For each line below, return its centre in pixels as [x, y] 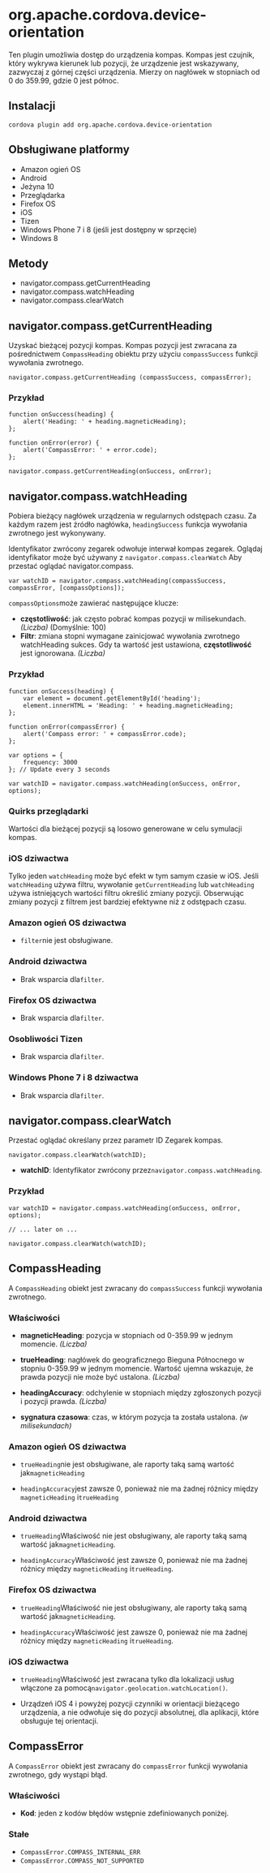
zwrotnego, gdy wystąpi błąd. [58, 1774]
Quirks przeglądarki [49, 811]
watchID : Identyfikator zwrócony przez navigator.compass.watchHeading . [141, 1170]
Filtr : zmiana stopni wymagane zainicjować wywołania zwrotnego [130, 636]
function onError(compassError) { [67, 727]
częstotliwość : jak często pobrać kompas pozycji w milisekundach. [133, 619]
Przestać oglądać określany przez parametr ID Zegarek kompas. [116, 1140]
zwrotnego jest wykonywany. [57, 533]
